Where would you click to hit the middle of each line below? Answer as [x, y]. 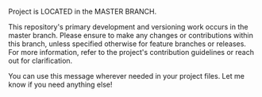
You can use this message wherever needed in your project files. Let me [126, 76]
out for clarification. [40, 60]
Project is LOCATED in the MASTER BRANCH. [83, 12]
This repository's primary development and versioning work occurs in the [128, 27]
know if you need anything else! [60, 84]
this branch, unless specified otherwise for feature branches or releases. [127, 44]
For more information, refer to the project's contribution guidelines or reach [131, 52]
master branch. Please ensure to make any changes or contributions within [131, 35]
